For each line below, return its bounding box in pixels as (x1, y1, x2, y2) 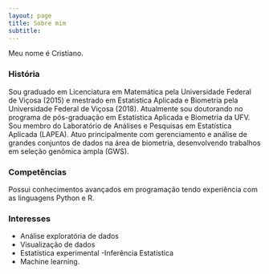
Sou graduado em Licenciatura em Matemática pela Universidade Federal (8, 87, 251, 96)
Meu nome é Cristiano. (8, 49, 84, 58)
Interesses (8, 213, 51, 224)
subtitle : (8, 26, 42, 34)
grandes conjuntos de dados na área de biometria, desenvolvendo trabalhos (8, 138, 261, 147)
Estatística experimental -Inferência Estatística (19, 248, 174, 258)
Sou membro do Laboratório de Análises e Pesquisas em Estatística (8, 121, 232, 131)
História (8, 69, 40, 80)
